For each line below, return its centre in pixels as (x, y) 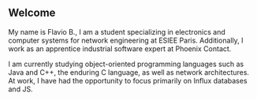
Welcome (32, 13)
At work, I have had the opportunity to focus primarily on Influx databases (128, 80)
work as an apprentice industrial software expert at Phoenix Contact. (120, 48)
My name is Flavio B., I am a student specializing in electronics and (117, 31)
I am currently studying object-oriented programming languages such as (126, 64)
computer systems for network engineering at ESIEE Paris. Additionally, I (126, 40)
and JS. (20, 89)
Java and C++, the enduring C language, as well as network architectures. (129, 72)
